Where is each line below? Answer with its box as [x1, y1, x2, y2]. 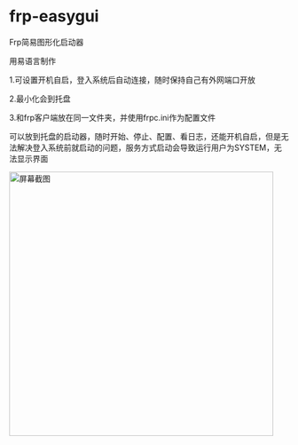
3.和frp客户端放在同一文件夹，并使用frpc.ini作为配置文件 [9, 112, 216, 123]
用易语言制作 [9, 55, 56, 66]
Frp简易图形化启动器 [9, 36, 84, 47]
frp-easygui [9, 6, 99, 27]
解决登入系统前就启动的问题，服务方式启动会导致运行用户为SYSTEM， [16, 142, 275, 153]
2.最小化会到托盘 [9, 93, 71, 104]
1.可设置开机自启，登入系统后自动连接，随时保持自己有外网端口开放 [9, 74, 255, 85]
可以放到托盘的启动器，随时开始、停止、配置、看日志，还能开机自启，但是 [9, 131, 281, 141]
